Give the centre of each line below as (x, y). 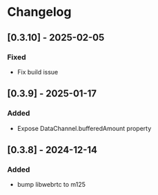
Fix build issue (38, 72)
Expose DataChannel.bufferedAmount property (84, 128)
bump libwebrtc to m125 (51, 185)
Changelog (39, 12)
